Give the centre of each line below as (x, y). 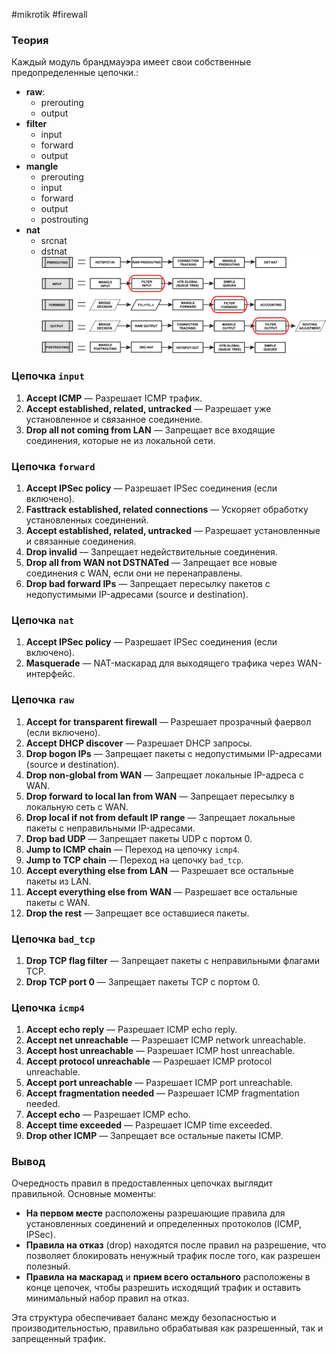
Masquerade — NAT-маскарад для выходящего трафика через (160, 663)
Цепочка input (48, 376)
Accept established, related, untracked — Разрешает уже (148, 408)
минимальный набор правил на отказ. (107, 1298)
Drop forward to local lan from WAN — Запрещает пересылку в (160, 796)
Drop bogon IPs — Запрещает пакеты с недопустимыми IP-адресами (174, 753)
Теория (30, 40)
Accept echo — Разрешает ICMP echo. (108, 1115)
